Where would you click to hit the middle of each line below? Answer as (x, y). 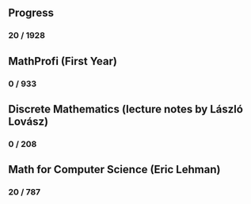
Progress (31, 13)
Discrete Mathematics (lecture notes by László (126, 110)
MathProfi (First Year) (63, 61)
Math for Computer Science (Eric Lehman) (114, 170)
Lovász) (29, 122)
